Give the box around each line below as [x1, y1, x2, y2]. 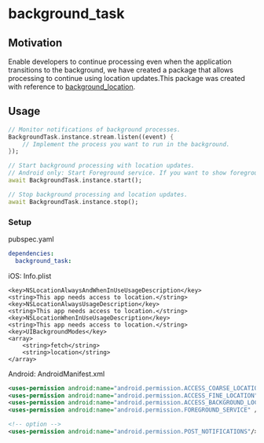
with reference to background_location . [8, 82, 136, 91]
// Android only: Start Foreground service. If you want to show [8, 169, 226, 177]
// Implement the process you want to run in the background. [22, 140, 230, 148]
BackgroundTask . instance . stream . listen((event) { [8, 133, 174, 141]
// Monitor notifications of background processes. [8, 125, 181, 134]
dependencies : [8, 249, 55, 257]
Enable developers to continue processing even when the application [8, 57, 232, 66]
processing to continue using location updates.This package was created [8, 74, 246, 83]
